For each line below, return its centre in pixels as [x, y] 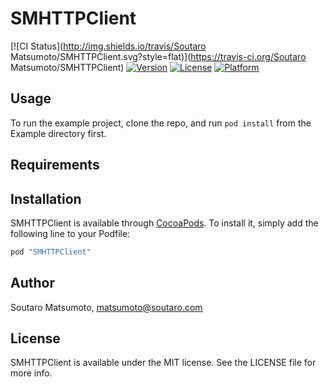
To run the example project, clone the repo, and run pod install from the [161, 123]
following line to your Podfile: [70, 233]
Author [32, 283]
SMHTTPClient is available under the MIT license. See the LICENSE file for [163, 363]
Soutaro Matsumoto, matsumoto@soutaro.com [106, 307]
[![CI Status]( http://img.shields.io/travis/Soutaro [108, 46]
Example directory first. [58, 133]
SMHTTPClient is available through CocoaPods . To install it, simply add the [164, 223]
